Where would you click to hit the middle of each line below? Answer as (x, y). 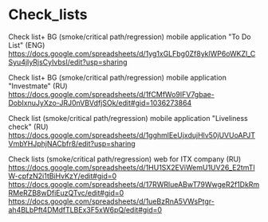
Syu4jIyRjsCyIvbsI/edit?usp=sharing (68, 62)
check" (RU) (29, 127)
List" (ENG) (27, 45)
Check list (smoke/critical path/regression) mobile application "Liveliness (128, 118)
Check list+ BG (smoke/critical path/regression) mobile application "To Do (130, 37)
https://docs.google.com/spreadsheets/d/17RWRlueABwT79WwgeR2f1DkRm (134, 184)
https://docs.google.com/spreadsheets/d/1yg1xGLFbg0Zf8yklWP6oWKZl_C (132, 53)
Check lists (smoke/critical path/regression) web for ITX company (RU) (125, 159)
